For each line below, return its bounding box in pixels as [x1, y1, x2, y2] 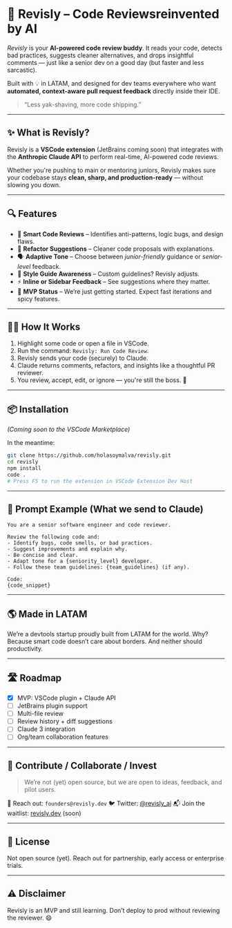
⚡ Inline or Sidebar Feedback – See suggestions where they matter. [17, 277, 211, 285]
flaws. [17, 237, 35, 245]
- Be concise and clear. [7, 552, 79, 559]
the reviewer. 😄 [7, 913, 52, 922]
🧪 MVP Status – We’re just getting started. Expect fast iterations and [17, 287, 212, 296]
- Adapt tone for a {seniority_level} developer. [7, 558, 153, 565]
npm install [7, 464, 41, 472]
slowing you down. [7, 180, 61, 189]
